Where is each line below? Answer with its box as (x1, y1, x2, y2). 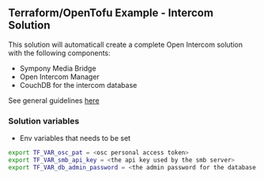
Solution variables (8, 115, 80, 126)
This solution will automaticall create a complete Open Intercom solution (8, 40, 243, 49)
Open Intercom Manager (19, 71, 100, 82)
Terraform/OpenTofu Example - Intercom (8, 6, 213, 20)
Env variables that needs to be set (19, 134, 131, 143)
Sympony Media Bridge (19, 63, 96, 73)
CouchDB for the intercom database (19, 80, 138, 89)
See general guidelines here (8, 95, 100, 105)
